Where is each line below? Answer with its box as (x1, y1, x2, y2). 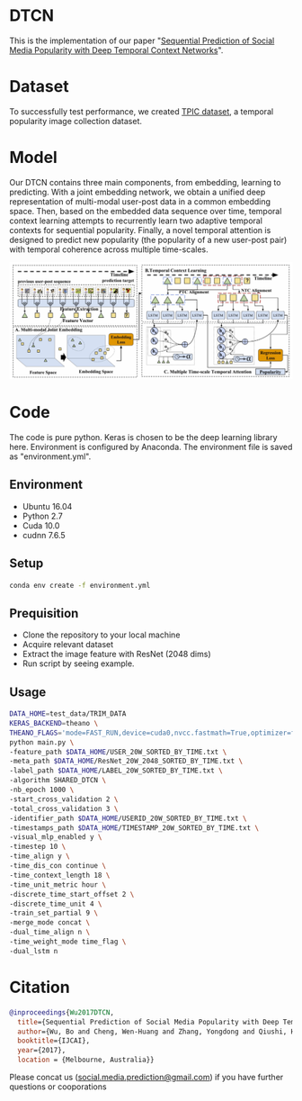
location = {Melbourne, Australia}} (17, 1055, 155, 1065)
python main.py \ (9, 737, 75, 747)
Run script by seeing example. (22, 658, 135, 669)
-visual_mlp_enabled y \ (9, 833, 102, 842)
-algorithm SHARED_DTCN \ (9, 776, 106, 785)
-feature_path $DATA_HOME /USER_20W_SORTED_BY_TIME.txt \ (9, 747, 227, 756)
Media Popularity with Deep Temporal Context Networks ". (9, 44, 224, 55)
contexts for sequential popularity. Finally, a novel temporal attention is (9, 224, 271, 235)
